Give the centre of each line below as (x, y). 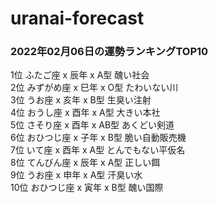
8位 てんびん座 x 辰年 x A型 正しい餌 (85, 163)
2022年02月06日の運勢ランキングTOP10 (109, 52)
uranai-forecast (77, 18)
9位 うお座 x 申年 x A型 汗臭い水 (76, 175)
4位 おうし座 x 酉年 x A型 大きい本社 (85, 113)
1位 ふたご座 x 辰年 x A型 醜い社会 (80, 75)
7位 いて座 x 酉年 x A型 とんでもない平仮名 (98, 150)
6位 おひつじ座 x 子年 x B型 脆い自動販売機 (98, 138)
